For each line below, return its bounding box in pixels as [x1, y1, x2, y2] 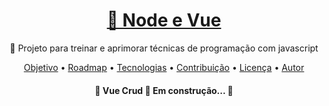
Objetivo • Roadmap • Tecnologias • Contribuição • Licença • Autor [23, 61, 305, 73]
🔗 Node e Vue [106, 9, 222, 32]
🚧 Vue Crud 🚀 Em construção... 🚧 [94, 84, 234, 96]
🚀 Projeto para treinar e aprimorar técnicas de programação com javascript [9, 42, 319, 54]
